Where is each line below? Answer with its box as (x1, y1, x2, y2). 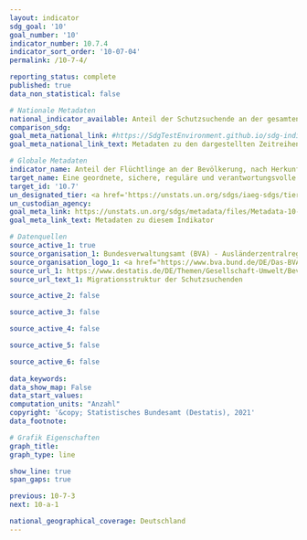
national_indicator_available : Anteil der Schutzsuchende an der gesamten (9, 114, 301, 123)
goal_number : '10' (9, 30, 79, 39)
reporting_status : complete (9, 72, 117, 82)
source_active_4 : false (9, 324, 101, 334)
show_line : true (9, 467, 71, 476)
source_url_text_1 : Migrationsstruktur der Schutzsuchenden (9, 275, 244, 284)
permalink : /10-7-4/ (9, 56, 89, 65)
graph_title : (9, 441, 59, 450)
